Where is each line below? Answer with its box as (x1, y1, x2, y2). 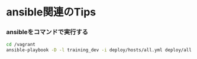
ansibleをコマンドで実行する (6, 28, 89, 36)
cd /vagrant (6, 42, 35, 48)
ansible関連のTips (6, 5, 96, 19)
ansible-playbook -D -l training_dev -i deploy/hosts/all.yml (6, 47, 163, 53)
